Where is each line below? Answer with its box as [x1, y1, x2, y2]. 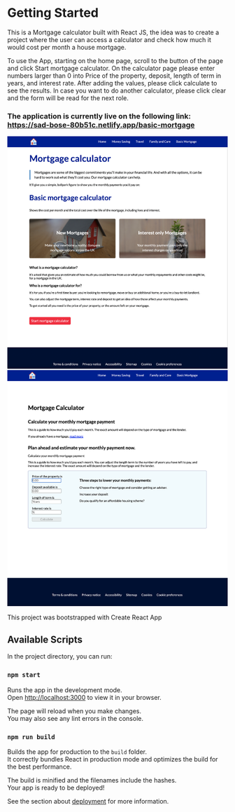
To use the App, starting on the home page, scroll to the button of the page [7, 56, 224, 64]
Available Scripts [7, 633, 83, 645]
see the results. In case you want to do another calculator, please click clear [7, 86, 227, 95]
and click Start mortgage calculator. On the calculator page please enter [7, 64, 215, 72]
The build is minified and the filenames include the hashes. [7, 776, 177, 784]
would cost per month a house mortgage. [7, 43, 127, 51]
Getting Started [7, 5, 99, 21]
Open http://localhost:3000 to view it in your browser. [7, 693, 162, 701]
